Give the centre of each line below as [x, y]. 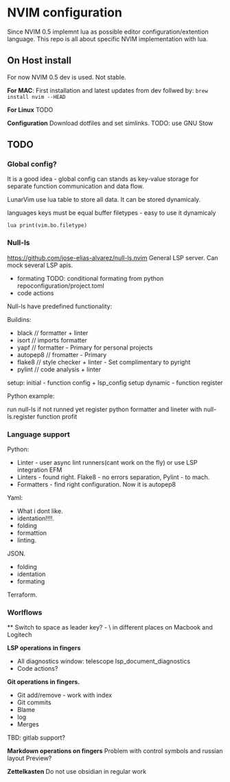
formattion [32, 533]
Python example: [31, 395]
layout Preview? [30, 758]
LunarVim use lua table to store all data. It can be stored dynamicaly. [104, 200]
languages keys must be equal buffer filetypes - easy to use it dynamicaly [112, 213]
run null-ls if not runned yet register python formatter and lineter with [105, 409]
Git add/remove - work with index [64, 695]
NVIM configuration [65, 13]
